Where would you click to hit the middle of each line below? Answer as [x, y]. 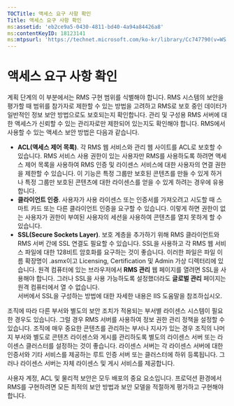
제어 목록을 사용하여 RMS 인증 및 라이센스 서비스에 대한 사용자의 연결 [119, 164]
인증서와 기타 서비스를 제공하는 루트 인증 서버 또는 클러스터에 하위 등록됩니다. [112, 355]
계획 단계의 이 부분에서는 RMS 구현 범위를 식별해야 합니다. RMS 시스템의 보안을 [116, 97]
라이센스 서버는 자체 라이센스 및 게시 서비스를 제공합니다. [97, 363]
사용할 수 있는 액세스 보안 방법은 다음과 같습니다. [73, 132]
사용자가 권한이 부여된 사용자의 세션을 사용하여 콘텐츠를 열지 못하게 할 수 [124, 217]
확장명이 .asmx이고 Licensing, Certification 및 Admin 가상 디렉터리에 [120, 261]
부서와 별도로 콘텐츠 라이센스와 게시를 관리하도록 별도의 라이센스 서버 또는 [115, 337]
